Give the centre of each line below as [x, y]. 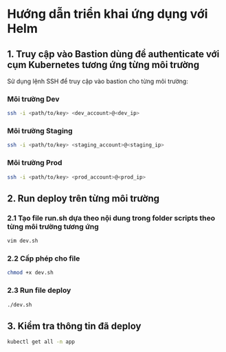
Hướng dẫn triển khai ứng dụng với [108, 14]
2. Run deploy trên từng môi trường [83, 198]
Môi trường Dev [33, 99]
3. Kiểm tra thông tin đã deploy [74, 326]
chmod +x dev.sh [30, 273]
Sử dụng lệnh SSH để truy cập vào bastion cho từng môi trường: [98, 81]
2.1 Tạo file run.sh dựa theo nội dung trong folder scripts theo [111, 218]
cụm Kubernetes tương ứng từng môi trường [103, 65]
